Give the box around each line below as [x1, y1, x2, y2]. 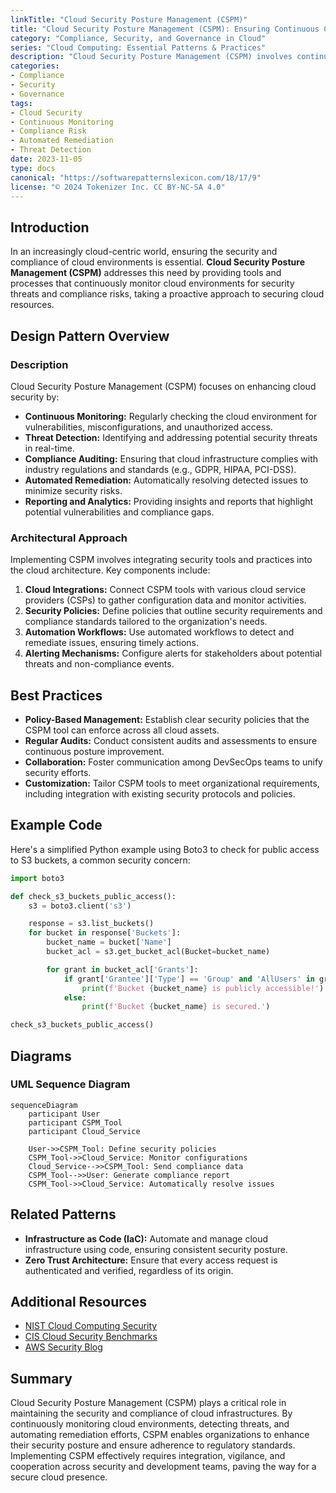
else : [63, 992, 87, 1003]
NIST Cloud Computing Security [24, 1320, 158, 1332]
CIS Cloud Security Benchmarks [24, 1331, 158, 1343]
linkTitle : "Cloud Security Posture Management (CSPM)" [10, 14, 248, 25]
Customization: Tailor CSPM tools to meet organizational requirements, [24, 777, 320, 789]
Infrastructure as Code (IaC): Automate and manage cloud [24, 1232, 269, 1245]
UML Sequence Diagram [10, 1077, 131, 1091]
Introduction [10, 219, 90, 236]
